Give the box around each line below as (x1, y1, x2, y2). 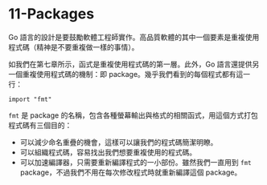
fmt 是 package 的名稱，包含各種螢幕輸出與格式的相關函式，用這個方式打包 (8, 110, 259, 120)
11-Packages (8, 5, 95, 23)
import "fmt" (8, 95, 52, 103)
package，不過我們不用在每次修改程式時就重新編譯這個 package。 (19, 167, 242, 177)
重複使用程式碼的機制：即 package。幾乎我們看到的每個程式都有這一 (22, 69, 251, 78)
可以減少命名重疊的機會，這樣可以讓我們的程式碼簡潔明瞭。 (19, 137, 218, 147)
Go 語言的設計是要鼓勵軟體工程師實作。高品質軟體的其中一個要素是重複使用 (8, 32, 260, 42)
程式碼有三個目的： (8, 120, 72, 130)
